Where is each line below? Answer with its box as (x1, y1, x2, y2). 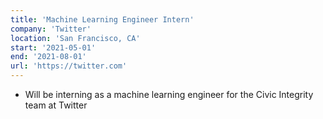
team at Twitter (24, 99, 88, 111)
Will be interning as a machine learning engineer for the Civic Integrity (24, 89, 314, 100)
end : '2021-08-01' (10, 52, 87, 62)
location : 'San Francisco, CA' (10, 33, 141, 43)
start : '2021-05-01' (10, 42, 97, 53)
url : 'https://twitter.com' (10, 61, 128, 71)
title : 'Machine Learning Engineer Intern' (10, 14, 195, 25)
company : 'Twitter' (10, 24, 92, 34)
